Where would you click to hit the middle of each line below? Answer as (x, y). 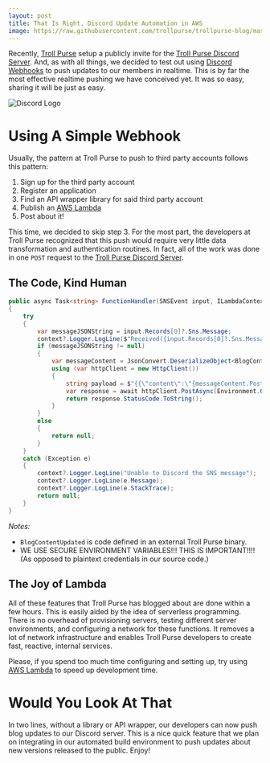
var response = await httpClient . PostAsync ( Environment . (163, 391)
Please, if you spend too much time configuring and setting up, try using (128, 662)
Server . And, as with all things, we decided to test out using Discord (121, 62)
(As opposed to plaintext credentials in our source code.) (114, 559)
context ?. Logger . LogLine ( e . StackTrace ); (106, 488)
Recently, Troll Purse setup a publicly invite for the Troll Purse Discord (124, 54)
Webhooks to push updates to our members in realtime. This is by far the (129, 71)
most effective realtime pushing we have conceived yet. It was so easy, (127, 79)
